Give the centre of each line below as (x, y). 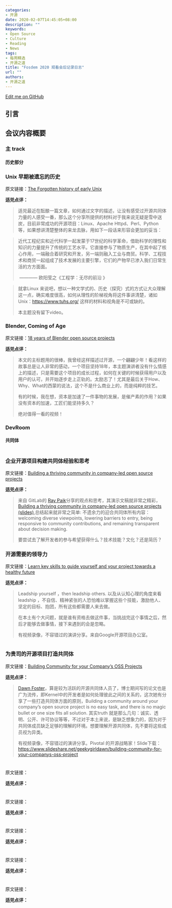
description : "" (23, 24)
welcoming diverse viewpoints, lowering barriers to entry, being (85, 518)
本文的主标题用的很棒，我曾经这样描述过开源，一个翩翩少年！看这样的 (92, 360)
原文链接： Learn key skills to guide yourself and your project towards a (80, 566)
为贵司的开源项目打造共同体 (40, 654)
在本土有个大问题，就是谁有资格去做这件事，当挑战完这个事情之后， (90, 617)
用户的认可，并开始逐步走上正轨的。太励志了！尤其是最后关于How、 (90, 379)
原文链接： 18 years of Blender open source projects (60, 338)
